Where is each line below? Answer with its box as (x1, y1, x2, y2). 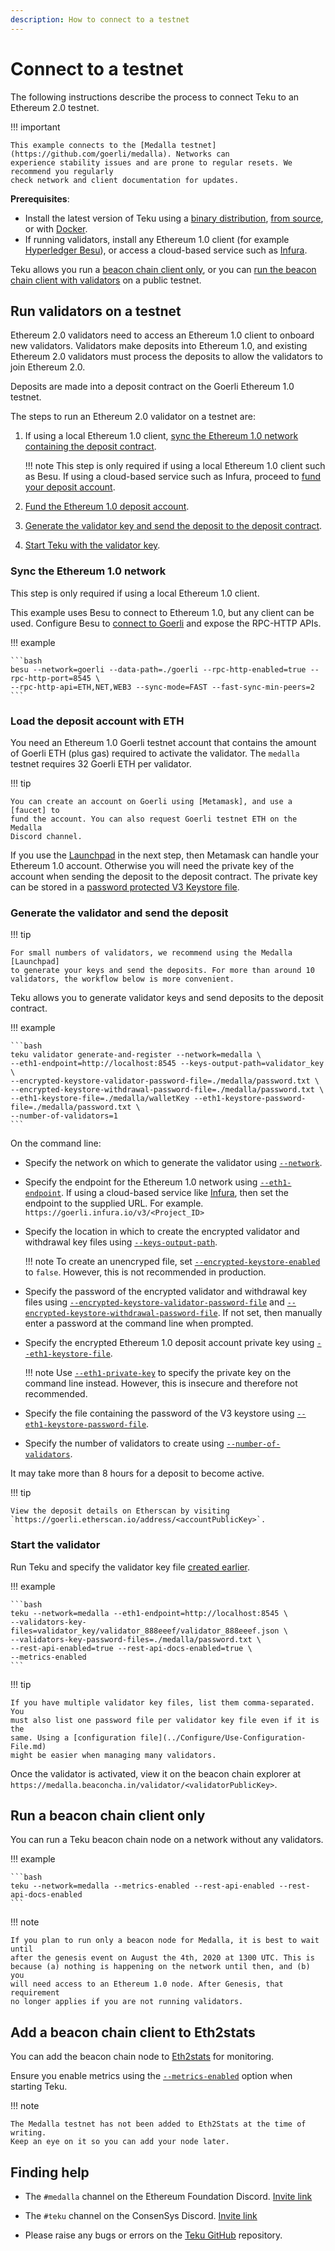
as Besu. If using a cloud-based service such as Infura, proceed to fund (24, 471, 322, 483)
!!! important (10, 121, 61, 133)
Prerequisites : (10, 192, 70, 205)
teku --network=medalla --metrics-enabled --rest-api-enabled (10, 1881, 275, 1891)
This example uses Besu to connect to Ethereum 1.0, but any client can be (10, 606, 315, 618)
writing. (10, 2128, 47, 2138)
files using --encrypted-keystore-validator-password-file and (24, 1296, 285, 1308)
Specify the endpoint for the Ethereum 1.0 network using (24, 1176, 258, 1188)
